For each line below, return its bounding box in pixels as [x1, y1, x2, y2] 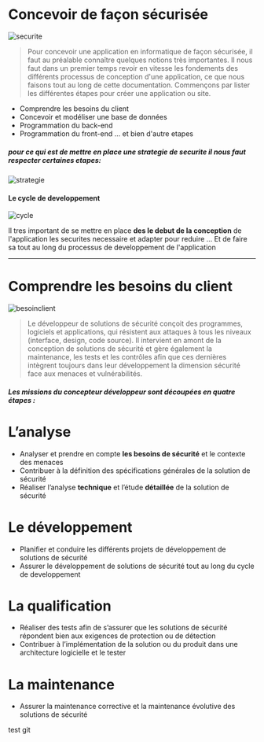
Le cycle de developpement [8, 193, 101, 202]
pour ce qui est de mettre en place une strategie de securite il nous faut [8, 147, 246, 157]
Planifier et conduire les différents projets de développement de [19, 545, 226, 554]
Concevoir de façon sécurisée [8, 6, 208, 24]
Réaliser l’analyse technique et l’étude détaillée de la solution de [19, 482, 229, 492]
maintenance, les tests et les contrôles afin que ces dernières [27, 353, 227, 362]
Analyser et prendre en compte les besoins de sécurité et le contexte [19, 449, 246, 458]
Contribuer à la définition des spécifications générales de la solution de [19, 466, 251, 475]
